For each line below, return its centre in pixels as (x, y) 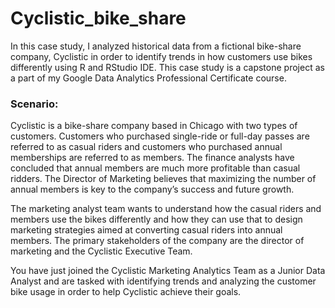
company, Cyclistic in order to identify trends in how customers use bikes (161, 56)
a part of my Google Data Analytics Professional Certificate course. (148, 78)
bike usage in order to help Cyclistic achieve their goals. (126, 292)
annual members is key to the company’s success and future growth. (152, 189)
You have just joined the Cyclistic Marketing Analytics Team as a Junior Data (168, 271)
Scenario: (34, 104)
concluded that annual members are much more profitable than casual (155, 168)
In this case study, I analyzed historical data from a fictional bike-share (156, 46)
